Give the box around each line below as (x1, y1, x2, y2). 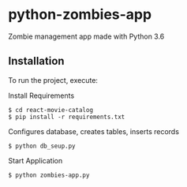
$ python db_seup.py (8, 142, 77, 150)
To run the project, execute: (8, 75, 99, 84)
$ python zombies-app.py (8, 171, 90, 179)
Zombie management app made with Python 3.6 (8, 32, 165, 41)
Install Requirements (8, 91, 75, 100)
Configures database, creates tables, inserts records (8, 126, 180, 136)
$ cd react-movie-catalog (8, 106, 93, 114)
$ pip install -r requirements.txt (8, 113, 125, 121)
